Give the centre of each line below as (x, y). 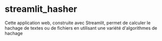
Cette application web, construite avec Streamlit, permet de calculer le (78, 23)
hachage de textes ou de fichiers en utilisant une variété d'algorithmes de (81, 28)
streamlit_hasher (41, 9)
